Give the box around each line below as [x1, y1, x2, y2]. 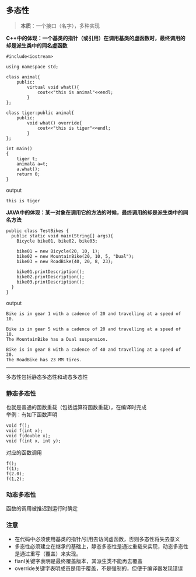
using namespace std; [6, 64, 59, 70]
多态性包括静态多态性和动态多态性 [6, 373, 88, 380]
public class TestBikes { [6, 227, 69, 234]
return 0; [16, 171, 41, 177]
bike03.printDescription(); [16, 279, 85, 285]
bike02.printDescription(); [16, 274, 85, 279]
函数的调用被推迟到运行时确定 [6, 505, 78, 512]
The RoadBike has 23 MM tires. [6, 357, 82, 362]
